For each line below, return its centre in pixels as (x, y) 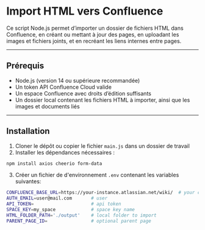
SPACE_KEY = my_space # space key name (71, 210)
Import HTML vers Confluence (85, 11)
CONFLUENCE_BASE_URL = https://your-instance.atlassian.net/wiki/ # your (101, 193)
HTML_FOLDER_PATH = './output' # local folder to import (81, 215)
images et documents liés (48, 106)
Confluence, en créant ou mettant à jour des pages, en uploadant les (93, 34)
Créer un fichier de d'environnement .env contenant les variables (97, 175)
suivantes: (28, 181)
